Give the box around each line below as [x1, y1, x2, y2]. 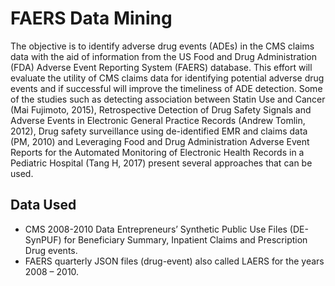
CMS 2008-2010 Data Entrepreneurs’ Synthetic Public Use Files [24, 223, 288, 235]
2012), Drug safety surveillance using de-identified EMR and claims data [10, 125, 308, 137]
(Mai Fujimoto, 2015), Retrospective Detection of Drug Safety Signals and [10, 103, 312, 116]
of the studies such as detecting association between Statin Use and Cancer [10, 93, 326, 105]
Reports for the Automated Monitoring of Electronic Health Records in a [10, 146, 305, 158]
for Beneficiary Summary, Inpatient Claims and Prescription [63, 233, 308, 246]
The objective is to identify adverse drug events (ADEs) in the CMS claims [10, 40, 315, 52]
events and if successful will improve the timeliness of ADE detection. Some [10, 82, 323, 94]
